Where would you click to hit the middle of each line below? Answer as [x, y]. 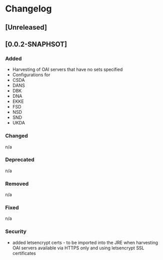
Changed [17, 136]
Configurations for [31, 75]
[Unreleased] [26, 27]
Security [16, 231]
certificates [24, 253]
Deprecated [20, 160]
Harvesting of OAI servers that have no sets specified [67, 70]
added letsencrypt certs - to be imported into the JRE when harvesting [85, 242]
